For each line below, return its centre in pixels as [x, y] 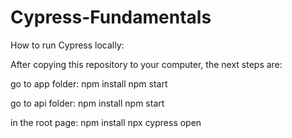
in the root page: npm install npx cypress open [106, 122]
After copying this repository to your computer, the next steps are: [146, 64]
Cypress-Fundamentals [111, 17]
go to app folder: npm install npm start [89, 83]
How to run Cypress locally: [67, 45]
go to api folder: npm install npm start [87, 103]
